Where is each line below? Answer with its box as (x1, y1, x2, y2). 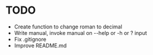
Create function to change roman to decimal (14, 23, 123, 30)
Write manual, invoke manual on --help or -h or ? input (14, 29, 148, 36)
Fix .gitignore (14, 35, 47, 43)
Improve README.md (14, 42, 67, 49)
